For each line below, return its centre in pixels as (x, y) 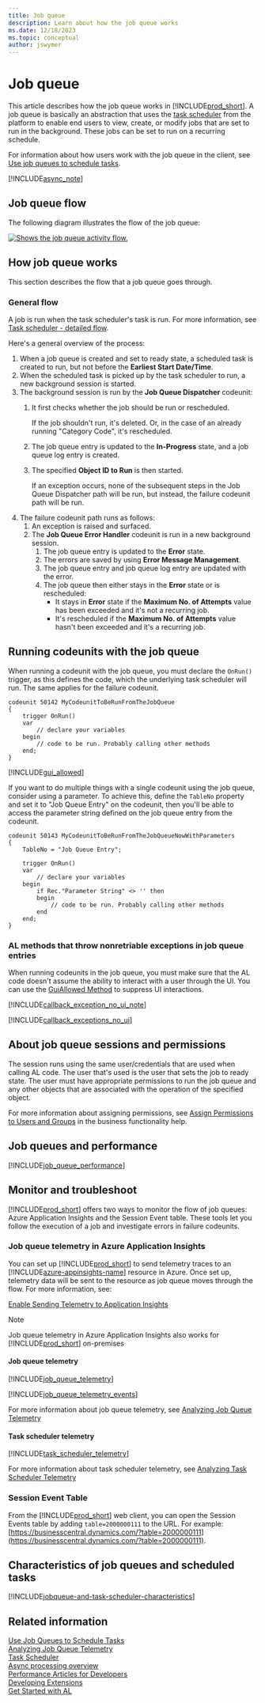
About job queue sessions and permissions (117, 1045)
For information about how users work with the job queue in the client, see (129, 155)
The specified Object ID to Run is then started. (107, 470)
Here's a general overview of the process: (76, 343)
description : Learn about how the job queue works (93, 23)
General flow (33, 302)
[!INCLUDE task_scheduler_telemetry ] (69, 1454)
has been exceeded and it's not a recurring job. (132, 610)
